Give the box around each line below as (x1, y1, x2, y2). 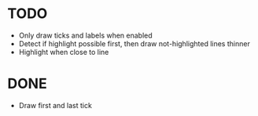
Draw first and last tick (18, 100, 92, 110)
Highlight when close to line (18, 47, 109, 56)
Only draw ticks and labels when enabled (18, 31, 153, 40)
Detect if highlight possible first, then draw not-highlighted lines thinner (18, 38, 251, 48)
